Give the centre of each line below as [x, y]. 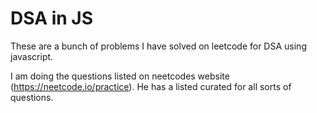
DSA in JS [52, 18]
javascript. [32, 56]
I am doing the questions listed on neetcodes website [120, 76]
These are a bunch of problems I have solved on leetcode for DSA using [158, 46]
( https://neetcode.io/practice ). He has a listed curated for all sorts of [151, 86]
